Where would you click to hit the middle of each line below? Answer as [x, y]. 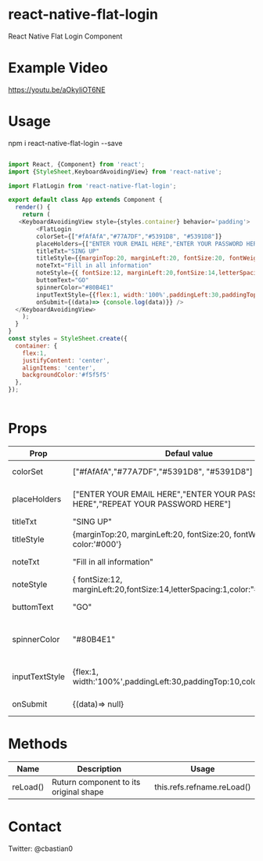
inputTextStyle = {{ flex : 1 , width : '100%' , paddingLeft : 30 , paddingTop [147, 295]
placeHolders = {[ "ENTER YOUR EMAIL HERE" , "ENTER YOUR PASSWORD [140, 244]
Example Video [58, 68]
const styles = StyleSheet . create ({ [68, 339]
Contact [35, 826]
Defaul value [189, 453]
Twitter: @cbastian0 [40, 848]
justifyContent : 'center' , [66, 360]
